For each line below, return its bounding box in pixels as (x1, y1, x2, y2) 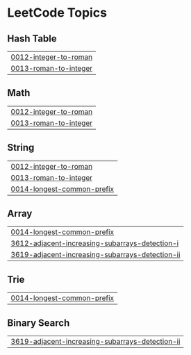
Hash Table (7, 33, 57, 44)
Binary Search (7, 317, 70, 329)
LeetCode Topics (7, 5, 108, 21)
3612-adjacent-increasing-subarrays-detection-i (10, 238, 179, 248)
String (7, 142, 35, 154)
